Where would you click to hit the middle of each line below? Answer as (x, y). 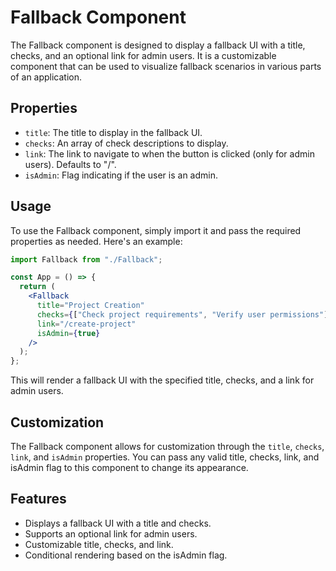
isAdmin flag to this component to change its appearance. (129, 467)
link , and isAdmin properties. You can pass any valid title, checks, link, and (165, 457)
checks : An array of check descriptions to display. (126, 143)
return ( (37, 287)
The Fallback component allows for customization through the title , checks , (167, 446)
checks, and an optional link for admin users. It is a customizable (143, 55)
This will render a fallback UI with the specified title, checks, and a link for (162, 380)
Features (38, 499)
